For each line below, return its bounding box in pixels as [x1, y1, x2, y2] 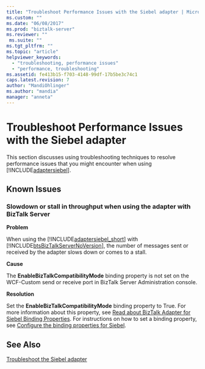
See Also [6, 339, 41, 349]
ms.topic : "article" [6, 49, 59, 55]
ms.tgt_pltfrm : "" [6, 43, 53, 49]
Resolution [6, 290, 35, 298]
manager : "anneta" [6, 94, 53, 100]
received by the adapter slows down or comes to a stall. [6, 248, 147, 256]
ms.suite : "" [9, 37, 43, 43]
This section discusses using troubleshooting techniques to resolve [6, 153, 176, 160]
